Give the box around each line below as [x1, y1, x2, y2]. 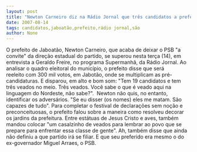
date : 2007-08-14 [6, 19, 49, 25]
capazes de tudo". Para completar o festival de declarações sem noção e [6, 102, 183, 109]
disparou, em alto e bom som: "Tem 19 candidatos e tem [45, 77, 181, 85]
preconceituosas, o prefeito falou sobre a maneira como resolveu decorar [6, 109, 185, 116]
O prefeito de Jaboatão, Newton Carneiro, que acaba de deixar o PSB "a [6, 46, 181, 53]
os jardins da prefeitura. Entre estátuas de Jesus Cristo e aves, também [6, 115, 179, 122]
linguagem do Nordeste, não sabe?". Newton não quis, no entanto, [6, 90, 168, 97]
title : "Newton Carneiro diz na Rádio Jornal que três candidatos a [6, 14, 177, 20]
